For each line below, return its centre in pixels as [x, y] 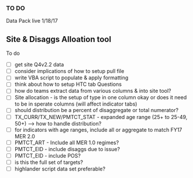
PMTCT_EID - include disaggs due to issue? [67, 149]
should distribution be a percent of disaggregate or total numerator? [96, 110]
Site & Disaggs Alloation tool [59, 39]
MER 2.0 [25, 136]
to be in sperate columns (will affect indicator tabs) [76, 104]
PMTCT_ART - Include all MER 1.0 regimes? [67, 142]
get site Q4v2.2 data [39, 65]
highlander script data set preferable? [60, 169]
